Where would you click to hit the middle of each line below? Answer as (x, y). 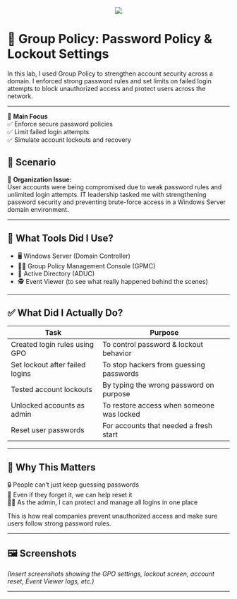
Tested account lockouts (52, 390)
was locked (121, 415)
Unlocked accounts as (48, 405)
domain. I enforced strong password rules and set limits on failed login (109, 81)
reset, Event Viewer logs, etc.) (51, 581)
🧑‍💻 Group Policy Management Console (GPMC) (86, 266)
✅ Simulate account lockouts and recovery (69, 140)
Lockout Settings (58, 54)
